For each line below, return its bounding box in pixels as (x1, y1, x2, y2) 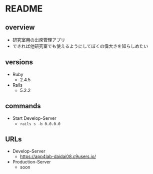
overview (5, 23, 35, 32)
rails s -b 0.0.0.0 (19, 121, 61, 126)
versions (5, 58, 33, 67)
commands (5, 102, 41, 110)
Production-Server (12, 159, 51, 165)
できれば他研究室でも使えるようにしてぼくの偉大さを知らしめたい (12, 43, 148, 49)
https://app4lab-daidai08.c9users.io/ (19, 153, 96, 159)
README (5, 3, 43, 15)
